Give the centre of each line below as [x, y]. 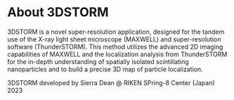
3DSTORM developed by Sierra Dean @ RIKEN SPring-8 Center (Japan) [111, 82]
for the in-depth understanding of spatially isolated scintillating [98, 61]
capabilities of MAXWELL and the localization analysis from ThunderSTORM [117, 54]
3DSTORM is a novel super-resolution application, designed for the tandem [116, 32]
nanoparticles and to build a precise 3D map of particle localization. [105, 69]
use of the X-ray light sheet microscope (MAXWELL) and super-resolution [114, 39]
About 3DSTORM [58, 12]
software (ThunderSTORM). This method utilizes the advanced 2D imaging [115, 46]
